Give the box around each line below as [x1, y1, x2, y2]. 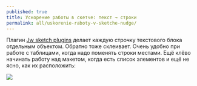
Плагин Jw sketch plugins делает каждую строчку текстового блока [6, 37, 182, 44]
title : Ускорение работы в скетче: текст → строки [6, 14, 137, 20]
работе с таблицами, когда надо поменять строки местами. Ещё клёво [6, 49, 191, 57]
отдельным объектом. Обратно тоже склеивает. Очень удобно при [6, 43, 181, 50]
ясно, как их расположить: [6, 62, 76, 69]
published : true [6, 8, 47, 15]
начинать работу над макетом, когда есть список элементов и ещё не [6, 55, 190, 63]
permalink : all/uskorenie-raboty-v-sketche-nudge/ [6, 20, 137, 26]
